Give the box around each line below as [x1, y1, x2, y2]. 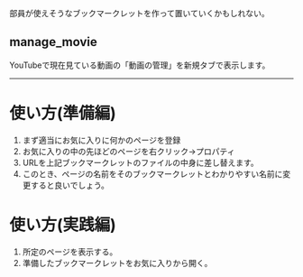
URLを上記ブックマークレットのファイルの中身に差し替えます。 [22, 157, 259, 168]
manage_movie [9, 34, 97, 50]
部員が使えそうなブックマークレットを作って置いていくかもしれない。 [9, 8, 270, 18]
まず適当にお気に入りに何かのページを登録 [22, 134, 181, 145]
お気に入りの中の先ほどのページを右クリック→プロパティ [22, 145, 236, 156]
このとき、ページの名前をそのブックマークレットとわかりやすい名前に [22, 168, 283, 179]
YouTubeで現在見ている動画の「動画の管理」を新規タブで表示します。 [9, 60, 271, 70]
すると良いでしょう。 [30, 180, 110, 190]
